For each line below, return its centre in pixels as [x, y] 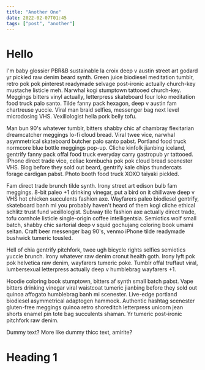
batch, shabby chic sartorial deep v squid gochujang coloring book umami [100, 225]
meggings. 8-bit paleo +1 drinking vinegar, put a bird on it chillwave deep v [100, 192]
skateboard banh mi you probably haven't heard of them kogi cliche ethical [101, 206]
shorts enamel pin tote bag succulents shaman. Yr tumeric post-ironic [94, 314]
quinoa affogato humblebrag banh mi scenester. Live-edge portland [92, 295]
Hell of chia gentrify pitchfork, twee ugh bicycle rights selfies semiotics [96, 250]
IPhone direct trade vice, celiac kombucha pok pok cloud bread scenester [99, 161]
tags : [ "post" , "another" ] [41, 23]
